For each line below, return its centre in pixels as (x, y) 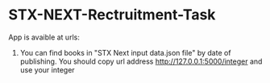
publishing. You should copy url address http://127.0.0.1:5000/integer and (141, 61)
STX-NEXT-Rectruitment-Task (112, 15)
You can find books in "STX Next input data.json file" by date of (125, 52)
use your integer (47, 69)
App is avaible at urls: (44, 37)
